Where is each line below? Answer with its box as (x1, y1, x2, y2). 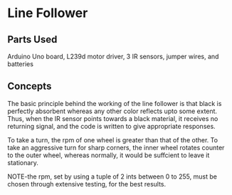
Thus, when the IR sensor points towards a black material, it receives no (7, 114, 218, 122)
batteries (7, 60, 34, 68)
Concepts (7, 80, 52, 93)
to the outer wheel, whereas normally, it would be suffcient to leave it (7, 151, 210, 159)
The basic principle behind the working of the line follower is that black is (7, 99, 222, 107)
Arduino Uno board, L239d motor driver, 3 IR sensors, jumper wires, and (7, 52, 219, 60)
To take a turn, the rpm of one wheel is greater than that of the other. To (7, 135, 218, 144)
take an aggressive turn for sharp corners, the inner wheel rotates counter (7, 143, 225, 152)
